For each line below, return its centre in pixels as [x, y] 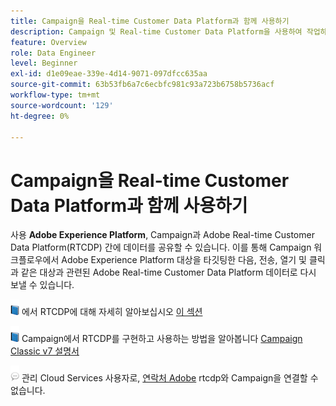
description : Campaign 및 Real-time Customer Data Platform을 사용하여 [156, 31]
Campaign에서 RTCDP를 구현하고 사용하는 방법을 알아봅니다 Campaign [162, 339]
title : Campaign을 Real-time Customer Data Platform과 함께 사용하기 [150, 21]
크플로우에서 [35, 260]
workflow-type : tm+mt [55, 95]
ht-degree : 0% [40, 116]
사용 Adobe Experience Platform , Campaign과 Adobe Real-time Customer [162, 235]
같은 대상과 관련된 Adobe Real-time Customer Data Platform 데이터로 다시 [168, 272]
